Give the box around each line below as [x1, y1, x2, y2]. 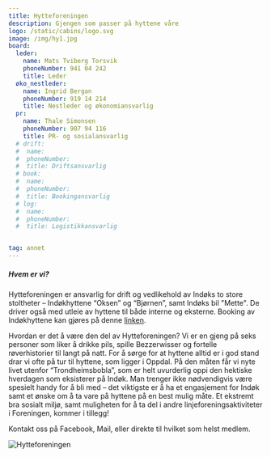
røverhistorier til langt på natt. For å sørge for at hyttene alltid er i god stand [8, 348, 260, 358]
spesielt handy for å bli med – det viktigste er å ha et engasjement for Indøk [8, 382, 260, 392]
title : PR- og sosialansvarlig [23, 132, 129, 140]
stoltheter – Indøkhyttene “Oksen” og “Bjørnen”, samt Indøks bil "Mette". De [8, 298, 260, 307]
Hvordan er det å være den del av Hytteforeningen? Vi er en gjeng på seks [8, 331, 256, 341]
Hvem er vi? [8, 269, 50, 279]
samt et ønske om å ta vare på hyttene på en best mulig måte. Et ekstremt [8, 391, 254, 400]
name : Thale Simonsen [23, 117, 95, 125]
